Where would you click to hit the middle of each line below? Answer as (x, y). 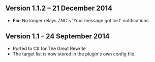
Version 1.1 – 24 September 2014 (58, 37)
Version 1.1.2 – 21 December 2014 (59, 8)
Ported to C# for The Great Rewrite (49, 48)
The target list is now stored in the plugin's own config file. (74, 54)
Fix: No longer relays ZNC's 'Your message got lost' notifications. (81, 20)
